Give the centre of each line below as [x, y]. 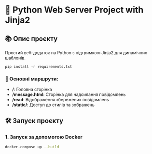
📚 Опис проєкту [31, 38]
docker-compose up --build [32, 147]
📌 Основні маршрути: [32, 78]
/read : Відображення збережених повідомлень [61, 100]
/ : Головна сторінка [32, 90]
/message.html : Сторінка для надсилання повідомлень [69, 94]
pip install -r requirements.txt [39, 67]
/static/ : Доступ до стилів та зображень [53, 105]
